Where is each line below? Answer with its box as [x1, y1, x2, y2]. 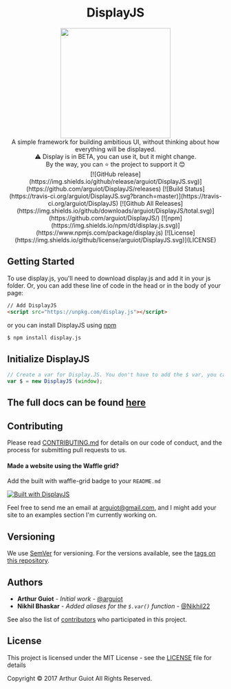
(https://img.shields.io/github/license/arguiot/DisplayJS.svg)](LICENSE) [14, 235, 217, 244]
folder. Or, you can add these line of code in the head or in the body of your [7, 281, 221, 290]
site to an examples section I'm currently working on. [7, 511, 157, 519]
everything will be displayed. [75, 145, 156, 153]
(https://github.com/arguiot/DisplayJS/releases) [26, 184, 162, 193]
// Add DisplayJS [7, 301, 57, 309]
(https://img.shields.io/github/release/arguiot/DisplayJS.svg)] [29, 177, 202, 185]
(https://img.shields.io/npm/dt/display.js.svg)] [51, 221, 180, 229]
